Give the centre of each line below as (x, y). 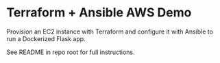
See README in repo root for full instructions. (71, 52)
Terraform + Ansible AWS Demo (99, 13)
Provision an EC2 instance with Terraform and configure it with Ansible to (110, 32)
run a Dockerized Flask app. (46, 38)
